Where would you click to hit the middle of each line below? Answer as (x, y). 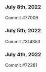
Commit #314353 (23, 41)
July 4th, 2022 (23, 54)
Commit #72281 (21, 65)
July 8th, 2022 (23, 7)
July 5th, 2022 (23, 31)
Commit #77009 (22, 18)
